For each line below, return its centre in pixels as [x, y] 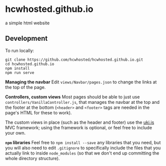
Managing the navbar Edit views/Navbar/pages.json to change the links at [81, 82]
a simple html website [27, 23]
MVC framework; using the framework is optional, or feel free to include [79, 127]
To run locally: [20, 50]
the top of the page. [26, 87]
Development [27, 39]
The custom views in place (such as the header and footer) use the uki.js [80, 122]
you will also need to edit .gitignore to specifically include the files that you [83, 148]
